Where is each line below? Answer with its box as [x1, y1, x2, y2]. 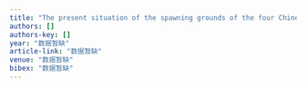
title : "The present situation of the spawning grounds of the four [9, 13, 275, 23]
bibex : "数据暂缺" [9, 64, 75, 73]
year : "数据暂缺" [9, 38, 70, 48]
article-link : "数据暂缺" [9, 47, 103, 56]
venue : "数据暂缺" [9, 55, 75, 64]
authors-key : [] [9, 30, 71, 39]
